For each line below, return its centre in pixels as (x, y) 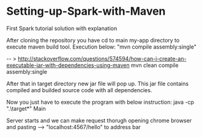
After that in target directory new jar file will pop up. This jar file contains (97, 84)
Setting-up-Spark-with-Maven (86, 11)
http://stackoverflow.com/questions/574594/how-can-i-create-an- (102, 58)
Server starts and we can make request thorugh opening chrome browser (99, 120)
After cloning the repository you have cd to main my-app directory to (93, 40)
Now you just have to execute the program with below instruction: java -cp (100, 102)
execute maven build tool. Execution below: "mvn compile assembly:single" (102, 47)
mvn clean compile (155, 65)
